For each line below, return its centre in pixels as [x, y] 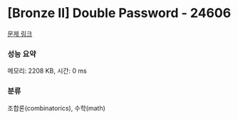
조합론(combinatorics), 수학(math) [56, 108]
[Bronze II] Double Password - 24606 [119, 13]
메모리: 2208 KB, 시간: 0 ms [47, 71]
